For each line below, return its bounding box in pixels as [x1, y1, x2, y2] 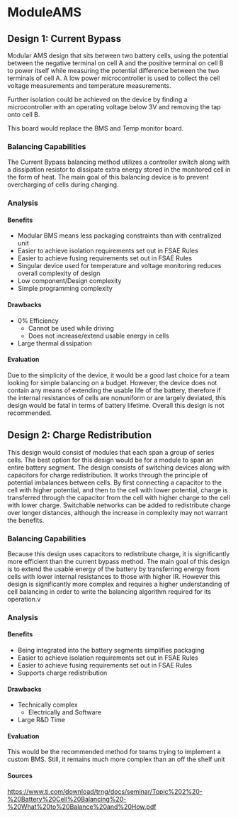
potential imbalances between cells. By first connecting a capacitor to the [7, 478, 222, 487]
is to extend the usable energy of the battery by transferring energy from [7, 565, 220, 573]
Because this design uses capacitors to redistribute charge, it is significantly [7, 549, 230, 558]
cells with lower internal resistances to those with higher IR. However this [7, 572, 221, 580]
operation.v [7, 595, 41, 603]
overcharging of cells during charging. [7, 180, 119, 189]
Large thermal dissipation [17, 338, 92, 348]
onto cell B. [7, 111, 40, 118]
